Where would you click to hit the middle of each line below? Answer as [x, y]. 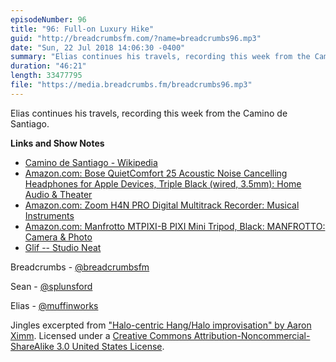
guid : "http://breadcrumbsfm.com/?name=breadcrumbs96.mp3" [136, 38]
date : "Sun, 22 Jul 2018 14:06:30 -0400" [98, 47]
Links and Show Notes [57, 143]
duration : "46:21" [48, 66]
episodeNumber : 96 [48, 19]
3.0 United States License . [110, 346]
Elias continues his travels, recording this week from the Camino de [149, 113]
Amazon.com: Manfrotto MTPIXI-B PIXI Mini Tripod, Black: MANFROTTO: [175, 226]
